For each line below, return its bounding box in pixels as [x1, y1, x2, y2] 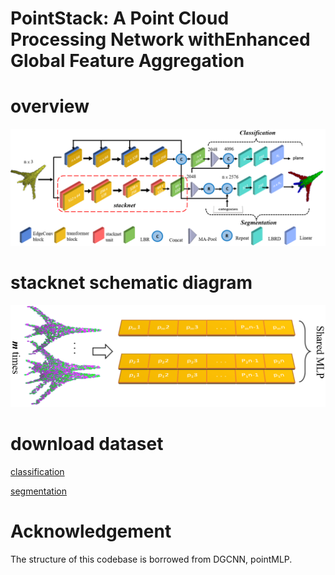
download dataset [10, 433, 164, 456]
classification [10, 465, 65, 477]
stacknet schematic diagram [10, 272, 253, 294]
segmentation [10, 485, 67, 497]
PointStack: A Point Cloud [10, 7, 230, 30]
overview [10, 95, 90, 118]
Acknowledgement [10, 520, 172, 543]
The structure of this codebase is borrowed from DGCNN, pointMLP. [10, 553, 293, 565]
